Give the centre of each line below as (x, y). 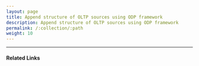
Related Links (23, 58)
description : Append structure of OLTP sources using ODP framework (92, 22)
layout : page (22, 11)
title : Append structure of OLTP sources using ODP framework (84, 17)
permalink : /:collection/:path (45, 28)
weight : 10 (20, 34)
